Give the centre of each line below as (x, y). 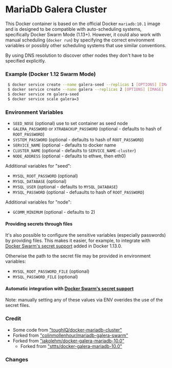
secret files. (18, 305)
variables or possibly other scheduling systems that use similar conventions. (86, 45)
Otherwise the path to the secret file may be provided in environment (78, 256)
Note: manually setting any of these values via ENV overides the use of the (84, 300)
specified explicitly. (26, 60)
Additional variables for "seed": (38, 166)
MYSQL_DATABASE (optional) (39, 181)
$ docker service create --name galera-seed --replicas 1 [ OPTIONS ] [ (84, 85)
